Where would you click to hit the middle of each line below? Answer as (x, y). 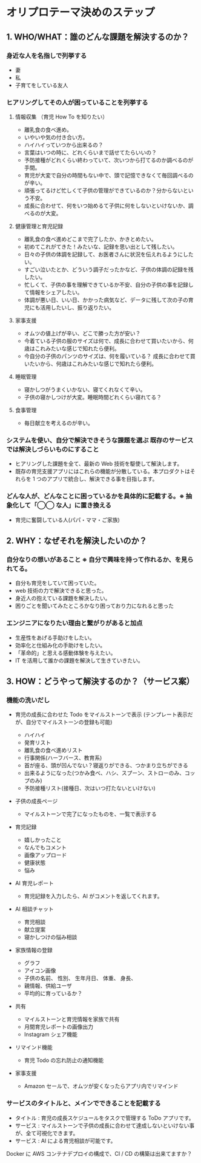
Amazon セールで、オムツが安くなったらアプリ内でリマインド (101, 1086)
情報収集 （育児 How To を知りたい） (61, 117)
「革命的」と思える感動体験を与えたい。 (65, 653)
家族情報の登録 (34, 950)
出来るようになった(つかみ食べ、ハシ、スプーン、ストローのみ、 (104, 773)
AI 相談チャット (35, 909)
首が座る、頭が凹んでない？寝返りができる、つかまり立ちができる (106, 765)
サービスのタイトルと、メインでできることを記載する (84, 1103)
